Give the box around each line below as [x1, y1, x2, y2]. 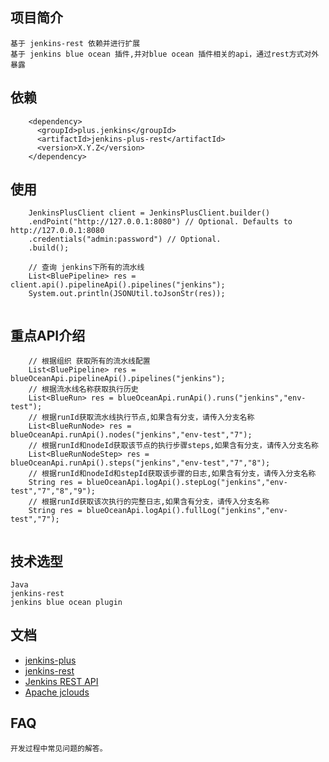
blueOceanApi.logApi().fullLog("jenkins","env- [86, 506, 288, 516]
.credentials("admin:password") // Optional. [28, 234, 222, 245]
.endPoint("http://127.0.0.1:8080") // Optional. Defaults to [28, 217, 293, 227]
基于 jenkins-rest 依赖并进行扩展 [10, 38, 141, 48]
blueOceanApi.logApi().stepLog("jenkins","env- [86, 478, 288, 488]
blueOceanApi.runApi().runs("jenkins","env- [117, 393, 307, 403]
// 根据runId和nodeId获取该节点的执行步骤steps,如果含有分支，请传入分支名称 [28, 441, 319, 451]
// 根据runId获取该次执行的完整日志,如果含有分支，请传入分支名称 [28, 497, 270, 507]
